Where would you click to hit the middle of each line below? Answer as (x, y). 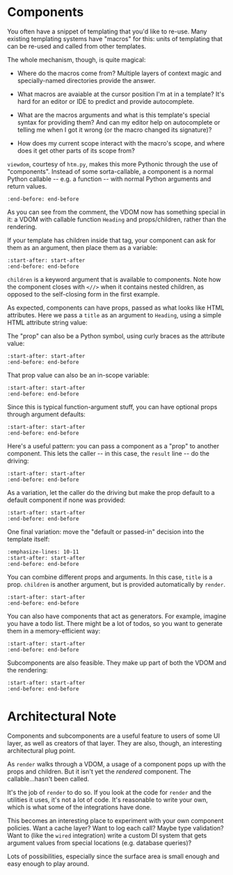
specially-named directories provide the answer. (87, 80)
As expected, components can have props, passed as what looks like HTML (116, 308)
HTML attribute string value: (48, 322)
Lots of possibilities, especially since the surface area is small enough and (113, 856)
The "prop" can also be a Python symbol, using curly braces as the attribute (116, 336)
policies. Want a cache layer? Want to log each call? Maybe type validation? (115, 828)
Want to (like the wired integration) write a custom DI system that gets (107, 835)
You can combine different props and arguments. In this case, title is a (110, 577)
